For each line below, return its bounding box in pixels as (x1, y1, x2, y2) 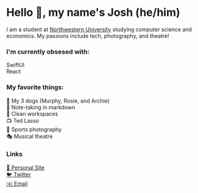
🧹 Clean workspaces (6, 110, 58, 117)
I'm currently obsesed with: (6, 47, 90, 56)
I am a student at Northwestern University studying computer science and (6, 26, 192, 33)
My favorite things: (6, 83, 64, 92)
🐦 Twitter (6, 170, 32, 178)
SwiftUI (6, 61, 25, 69)
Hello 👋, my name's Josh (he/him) (6, 5, 181, 20)
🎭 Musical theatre (6, 133, 53, 140)
